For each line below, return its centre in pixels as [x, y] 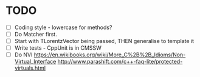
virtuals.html [30, 68]
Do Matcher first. [36, 34]
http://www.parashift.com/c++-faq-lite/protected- [120, 62]
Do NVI [23, 55]
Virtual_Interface [35, 62]
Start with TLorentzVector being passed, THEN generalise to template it [104, 41]
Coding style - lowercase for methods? [63, 27]
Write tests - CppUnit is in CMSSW [58, 48]
